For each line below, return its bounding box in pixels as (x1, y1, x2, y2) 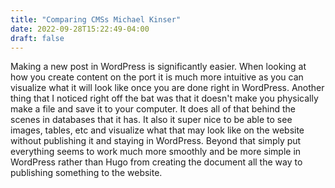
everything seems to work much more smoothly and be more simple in (10, 146, 302, 158)
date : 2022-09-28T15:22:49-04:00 (10, 24, 150, 34)
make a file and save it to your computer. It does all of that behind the (10, 103, 296, 115)
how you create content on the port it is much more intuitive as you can (10, 71, 304, 83)
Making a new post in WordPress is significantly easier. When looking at (10, 61, 307, 73)
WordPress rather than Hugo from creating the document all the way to (10, 156, 303, 168)
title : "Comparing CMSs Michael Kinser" (10, 14, 182, 25)
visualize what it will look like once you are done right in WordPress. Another (10, 82, 325, 94)
